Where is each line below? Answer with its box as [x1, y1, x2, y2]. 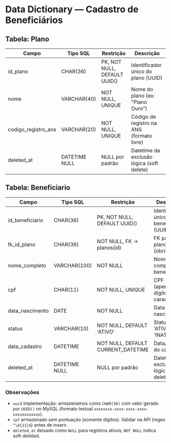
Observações [5, 388, 40, 396]
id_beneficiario [8, 217, 43, 224]
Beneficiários [5, 14, 63, 26]
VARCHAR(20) [61, 126, 97, 133]
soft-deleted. [12, 433, 40, 439]
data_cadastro [8, 343, 42, 350]
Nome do [131, 86, 154, 93]
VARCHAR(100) [53, 262, 93, 269]
